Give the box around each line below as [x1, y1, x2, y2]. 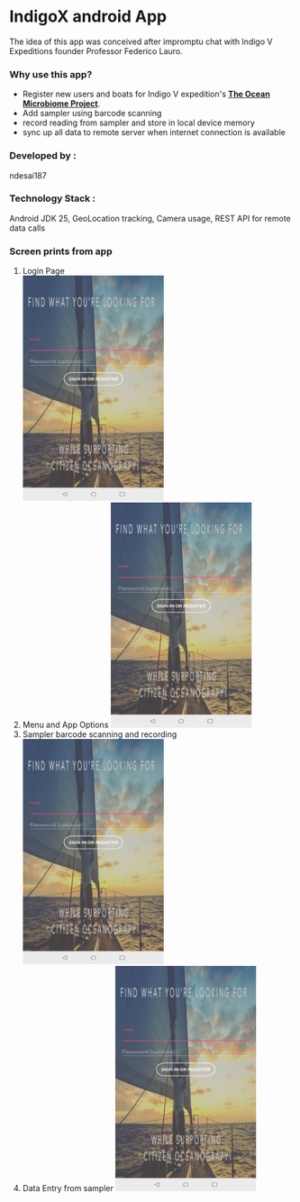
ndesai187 [9, 169, 47, 181]
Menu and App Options [22, 719, 109, 731]
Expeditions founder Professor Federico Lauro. [9, 45, 183, 56]
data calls [9, 223, 46, 233]
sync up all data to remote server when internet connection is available [22, 127, 286, 138]
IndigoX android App [9, 6, 168, 27]
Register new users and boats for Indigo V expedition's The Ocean [22, 88, 270, 100]
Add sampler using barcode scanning [22, 108, 162, 119]
